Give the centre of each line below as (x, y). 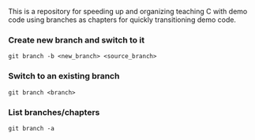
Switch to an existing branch (64, 76)
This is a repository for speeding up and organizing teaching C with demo (128, 11)
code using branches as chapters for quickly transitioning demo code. (122, 20)
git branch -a (32, 128)
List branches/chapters (54, 112)
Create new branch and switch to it (76, 40)
